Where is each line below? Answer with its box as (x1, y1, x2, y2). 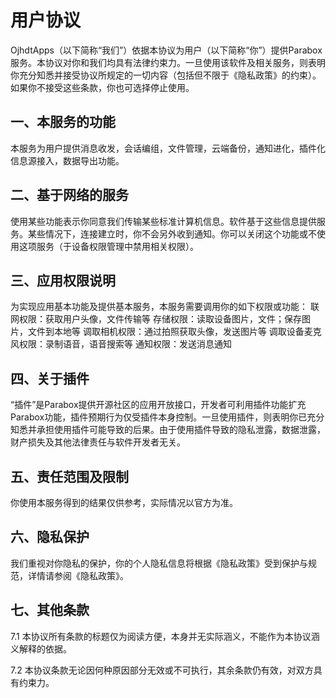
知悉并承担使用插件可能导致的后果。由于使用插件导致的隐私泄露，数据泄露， (10, 424, 326, 436)
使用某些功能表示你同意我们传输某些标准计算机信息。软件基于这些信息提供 (10, 215, 317, 227)
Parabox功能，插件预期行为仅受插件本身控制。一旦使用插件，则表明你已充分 (10, 411, 325, 423)
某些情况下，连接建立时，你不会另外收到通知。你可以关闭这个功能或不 (27, 227, 317, 240)
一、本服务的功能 (10, 114, 116, 131)
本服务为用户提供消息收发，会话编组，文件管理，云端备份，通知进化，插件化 (10, 142, 326, 154)
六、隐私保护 (10, 529, 90, 546)
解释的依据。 (18, 642, 72, 655)
